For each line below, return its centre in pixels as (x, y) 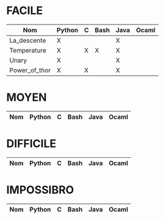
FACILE (25, 11)
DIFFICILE (31, 144)
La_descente (28, 40)
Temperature (28, 50)
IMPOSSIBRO (40, 190)
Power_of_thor (30, 70)
